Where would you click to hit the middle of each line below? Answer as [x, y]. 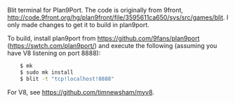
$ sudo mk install [47, 72]
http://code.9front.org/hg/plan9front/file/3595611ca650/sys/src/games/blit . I [118, 17]
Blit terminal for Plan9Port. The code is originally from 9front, [95, 10]
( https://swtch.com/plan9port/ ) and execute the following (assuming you [112, 46]
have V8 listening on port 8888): [54, 53]
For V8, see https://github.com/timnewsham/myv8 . [81, 92]
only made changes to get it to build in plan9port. [78, 25]
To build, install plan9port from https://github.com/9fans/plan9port [103, 38]
